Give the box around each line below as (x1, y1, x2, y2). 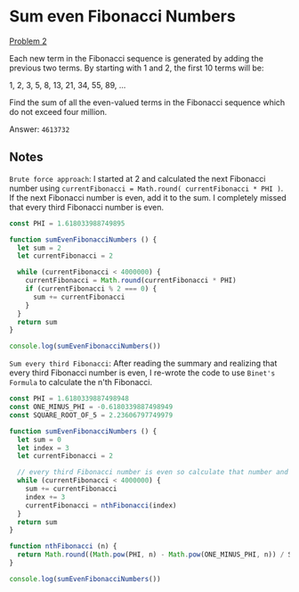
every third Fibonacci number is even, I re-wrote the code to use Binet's (9, 367, 276, 378)
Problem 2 (9, 36, 47, 46)
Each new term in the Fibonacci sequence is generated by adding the (9, 53, 264, 63)
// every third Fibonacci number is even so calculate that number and (17, 468, 289, 477)
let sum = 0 (17, 435, 62, 444)
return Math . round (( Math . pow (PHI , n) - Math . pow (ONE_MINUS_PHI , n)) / (17, 550, 285, 559)
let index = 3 (17, 443, 69, 452)
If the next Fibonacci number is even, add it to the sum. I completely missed (9, 192, 287, 202)
